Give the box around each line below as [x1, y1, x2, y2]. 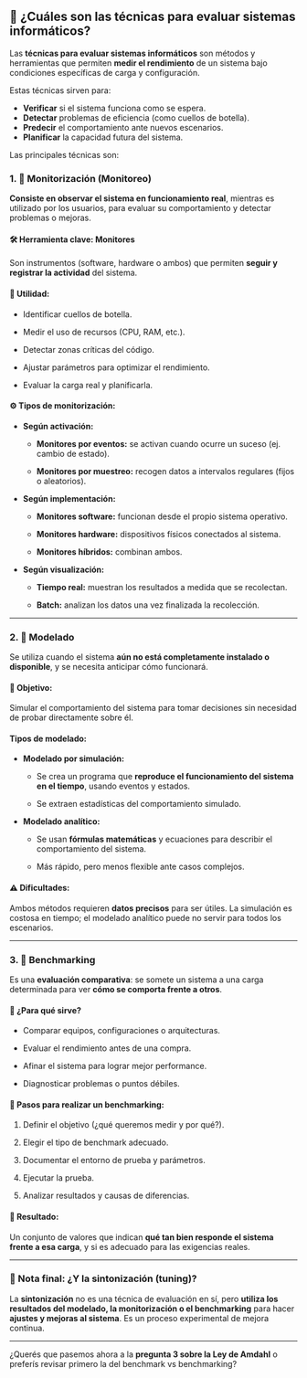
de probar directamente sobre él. [9, 712, 134, 723]
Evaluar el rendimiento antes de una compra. [22, 1043, 192, 1054]
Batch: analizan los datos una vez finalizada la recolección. [36, 599, 260, 610]
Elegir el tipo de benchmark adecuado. [22, 1137, 169, 1148]
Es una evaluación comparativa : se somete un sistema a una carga [9, 974, 264, 985]
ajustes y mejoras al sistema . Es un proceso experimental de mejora [9, 1312, 270, 1323]
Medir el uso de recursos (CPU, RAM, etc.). [22, 326, 185, 337]
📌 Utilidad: [9, 288, 50, 299]
